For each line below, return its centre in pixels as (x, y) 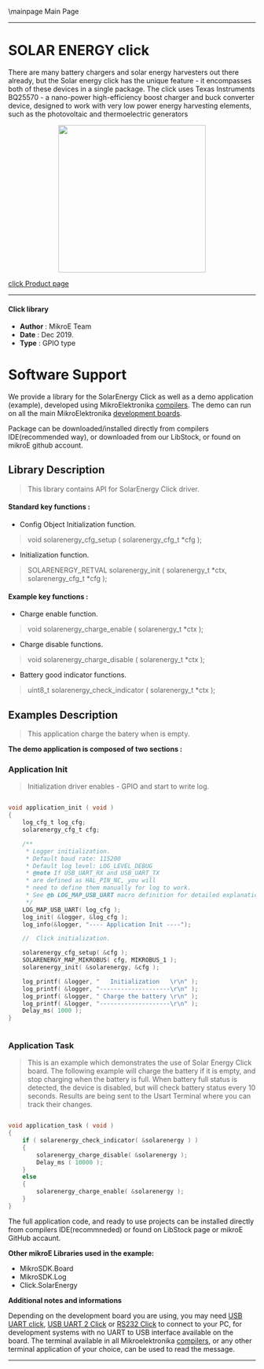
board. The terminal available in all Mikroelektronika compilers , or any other (130, 1341)
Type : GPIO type (48, 343)
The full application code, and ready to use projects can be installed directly (131, 1221)
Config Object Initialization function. (77, 524)
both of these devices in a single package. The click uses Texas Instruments (132, 89)
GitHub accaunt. (35, 1238)
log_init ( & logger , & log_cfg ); (75, 917)
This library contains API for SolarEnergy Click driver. (114, 489)
